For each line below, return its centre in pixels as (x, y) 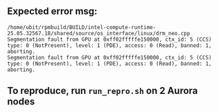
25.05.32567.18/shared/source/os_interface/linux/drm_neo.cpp (99, 33)
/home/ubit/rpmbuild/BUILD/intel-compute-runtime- (82, 27)
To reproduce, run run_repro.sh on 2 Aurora (103, 91)
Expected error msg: (53, 11)
